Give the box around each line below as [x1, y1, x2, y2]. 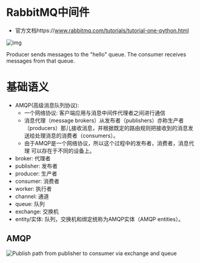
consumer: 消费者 [15, 177, 59, 185]
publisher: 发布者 [15, 162, 58, 169]
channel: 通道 [15, 193, 50, 200]
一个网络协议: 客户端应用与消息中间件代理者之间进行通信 [24, 109, 165, 116]
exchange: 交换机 [15, 208, 59, 215]
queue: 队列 [15, 200, 45, 207]
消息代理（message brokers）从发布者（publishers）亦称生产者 [24, 117, 184, 124]
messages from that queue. [6, 57, 75, 64]
